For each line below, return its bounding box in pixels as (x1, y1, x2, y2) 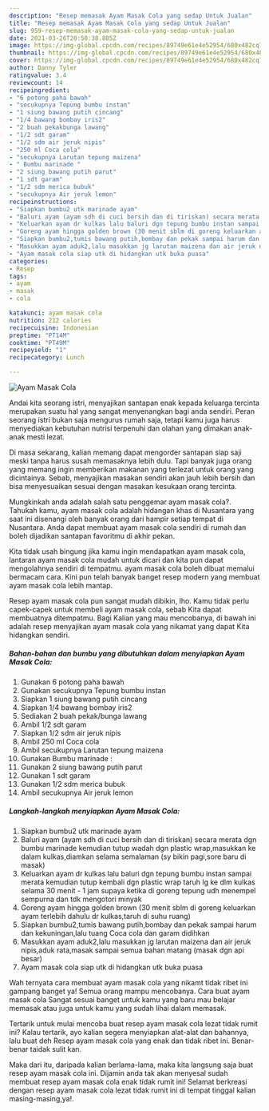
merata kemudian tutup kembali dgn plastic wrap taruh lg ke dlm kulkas (20, 877, 255, 887)
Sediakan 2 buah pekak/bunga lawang (20, 711, 147, 720)
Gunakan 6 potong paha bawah (20, 677, 125, 687)
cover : (9, 57, 31, 65)
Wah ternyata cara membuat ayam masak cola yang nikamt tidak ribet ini (9, 977, 248, 987)
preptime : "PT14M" (9, 331, 70, 339)
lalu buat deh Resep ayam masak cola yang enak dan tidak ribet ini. (9, 1036, 231, 1045)
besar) (20, 953, 43, 963)
